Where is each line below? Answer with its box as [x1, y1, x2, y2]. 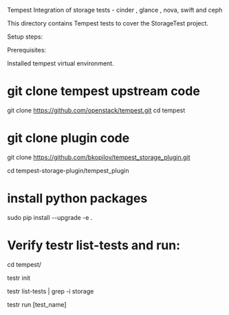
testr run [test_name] [7, 300, 67, 309]
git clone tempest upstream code [7, 83, 201, 99]
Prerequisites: [7, 46, 47, 54]
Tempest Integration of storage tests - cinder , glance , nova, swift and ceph [7, 6, 223, 14]
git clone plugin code [7, 130, 130, 146]
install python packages [7, 191, 148, 206]
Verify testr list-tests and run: [7, 238, 181, 253]
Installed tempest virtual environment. [7, 59, 115, 68]
